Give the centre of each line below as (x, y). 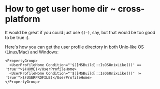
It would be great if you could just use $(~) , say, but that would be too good (80, 32)
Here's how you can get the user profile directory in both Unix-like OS (74, 47)
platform (22, 19)
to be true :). (17, 38)
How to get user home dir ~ (60, 9)
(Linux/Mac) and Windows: (32, 52)
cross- (131, 9)
